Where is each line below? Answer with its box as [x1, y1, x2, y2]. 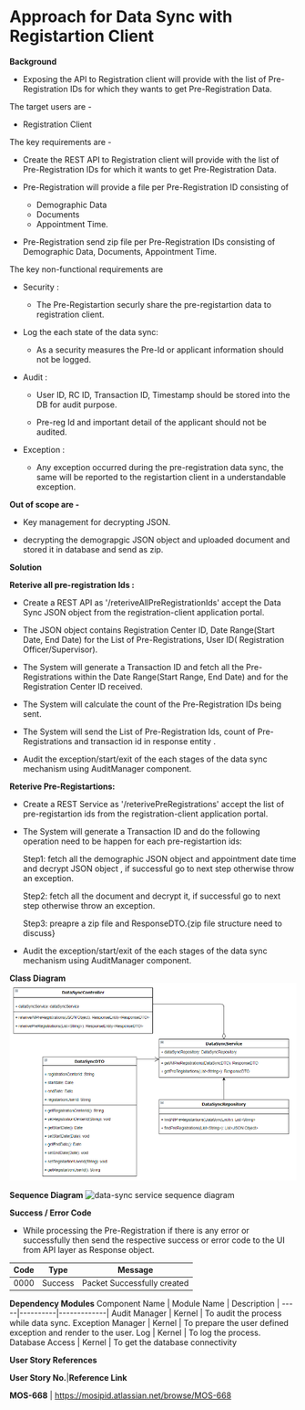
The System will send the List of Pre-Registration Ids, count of [22, 726, 256, 737]
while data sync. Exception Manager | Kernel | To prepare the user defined [9, 1317, 290, 1328]
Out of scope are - [9, 499, 80, 510]
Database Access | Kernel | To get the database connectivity [9, 1336, 238, 1348]
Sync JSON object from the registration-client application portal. [22, 606, 265, 617]
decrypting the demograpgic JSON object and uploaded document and [22, 534, 290, 545]
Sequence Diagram [9, 1189, 84, 1200]
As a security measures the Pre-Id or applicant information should [36, 344, 284, 355]
